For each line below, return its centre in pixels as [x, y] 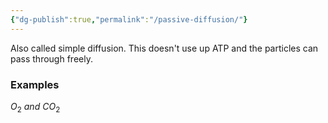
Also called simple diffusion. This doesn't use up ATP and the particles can [164, 48]
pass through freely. [51, 58]
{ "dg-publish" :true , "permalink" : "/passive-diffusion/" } [129, 19]
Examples [35, 84]
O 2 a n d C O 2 [35, 107]
